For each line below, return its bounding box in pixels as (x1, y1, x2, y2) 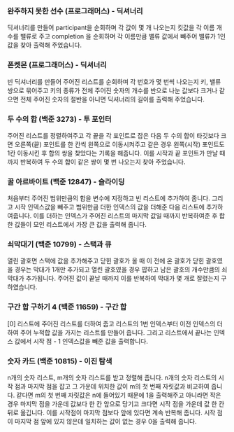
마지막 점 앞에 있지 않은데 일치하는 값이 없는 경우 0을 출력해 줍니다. (14, 417, 197, 426)
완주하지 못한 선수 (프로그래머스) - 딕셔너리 (7, 6, 143, 15)
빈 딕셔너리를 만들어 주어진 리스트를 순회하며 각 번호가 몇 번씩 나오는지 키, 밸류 (7, 77, 221, 85)
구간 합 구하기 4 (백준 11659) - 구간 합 (7, 302, 127, 312)
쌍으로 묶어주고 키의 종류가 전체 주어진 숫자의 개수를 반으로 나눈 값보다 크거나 (7, 86, 218, 95)
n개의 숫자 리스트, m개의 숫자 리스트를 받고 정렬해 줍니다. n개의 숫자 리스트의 (7, 373, 217, 382)
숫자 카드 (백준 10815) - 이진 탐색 (7, 356, 112, 365)
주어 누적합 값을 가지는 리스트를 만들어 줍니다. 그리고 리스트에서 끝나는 (20, 328, 212, 337)
